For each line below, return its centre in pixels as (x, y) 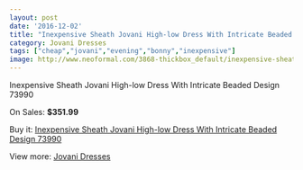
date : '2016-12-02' (46, 26)
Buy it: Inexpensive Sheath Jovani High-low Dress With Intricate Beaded (143, 130)
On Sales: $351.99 (44, 112)
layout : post (34, 18)
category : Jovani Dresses (58, 43)
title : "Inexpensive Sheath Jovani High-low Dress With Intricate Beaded (151, 34)
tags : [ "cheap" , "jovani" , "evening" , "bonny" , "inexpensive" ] (123, 51)
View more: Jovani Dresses (60, 157)
